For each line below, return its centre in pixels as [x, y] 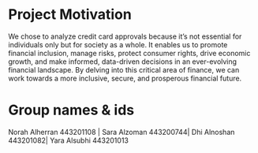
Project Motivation [70, 15]
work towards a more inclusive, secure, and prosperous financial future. [125, 78]
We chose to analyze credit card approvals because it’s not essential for [125, 36]
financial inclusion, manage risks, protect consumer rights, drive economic [129, 53]
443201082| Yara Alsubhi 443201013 [68, 140]
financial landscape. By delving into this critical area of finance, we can [124, 69]
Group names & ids [71, 110]
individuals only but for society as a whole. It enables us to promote [118, 44]
